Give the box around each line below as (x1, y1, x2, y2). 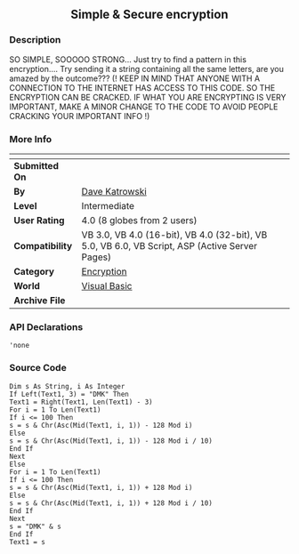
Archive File (13, 293, 66, 306)
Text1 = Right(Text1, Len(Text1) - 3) (9, 397, 153, 406)
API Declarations (9, 320, 84, 333)
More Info (9, 132, 53, 145)
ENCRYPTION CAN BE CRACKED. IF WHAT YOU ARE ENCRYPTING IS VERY (9, 92, 287, 102)
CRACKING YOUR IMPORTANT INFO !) (9, 110, 150, 121)
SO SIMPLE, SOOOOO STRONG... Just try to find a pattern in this (9, 53, 247, 65)
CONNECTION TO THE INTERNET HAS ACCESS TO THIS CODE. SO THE (9, 82, 276, 92)
